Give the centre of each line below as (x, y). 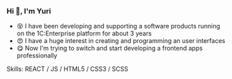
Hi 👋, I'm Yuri (29, 11)
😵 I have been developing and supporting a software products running (118, 26)
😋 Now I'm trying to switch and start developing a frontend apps (110, 49)
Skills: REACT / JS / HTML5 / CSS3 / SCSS (68, 69)
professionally (37, 55)
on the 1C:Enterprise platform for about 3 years (84, 33)
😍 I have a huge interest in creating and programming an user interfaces (121, 41)
